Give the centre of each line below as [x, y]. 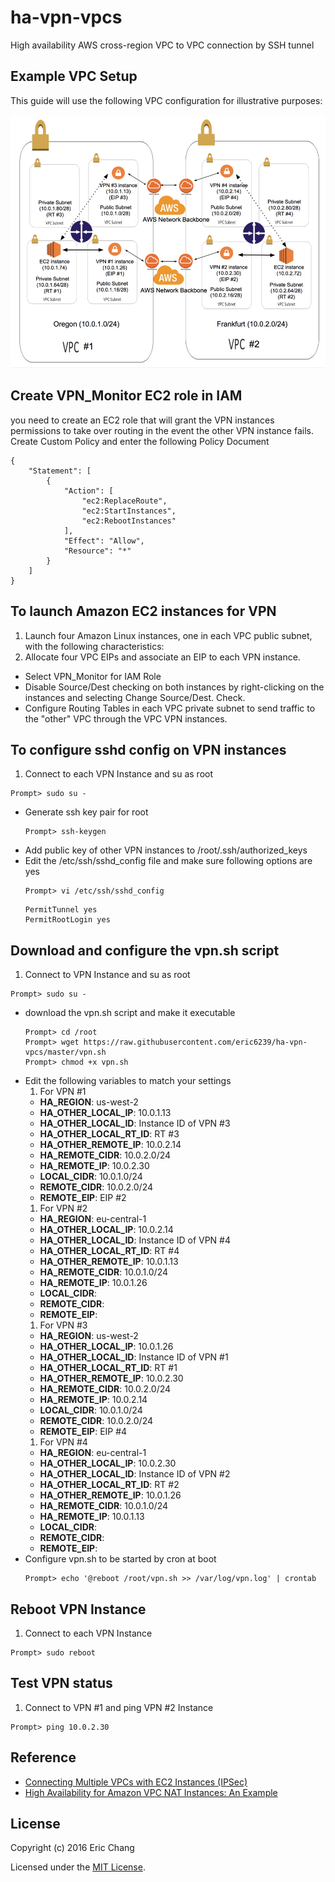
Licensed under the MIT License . [78, 1867]
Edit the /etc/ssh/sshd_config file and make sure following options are [168, 861]
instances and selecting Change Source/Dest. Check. [135, 697]
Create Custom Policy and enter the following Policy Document [140, 441]
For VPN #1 [63, 1092]
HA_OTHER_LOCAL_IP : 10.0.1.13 [105, 1113]
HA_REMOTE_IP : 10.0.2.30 [94, 1166]
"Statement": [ [60, 471]
